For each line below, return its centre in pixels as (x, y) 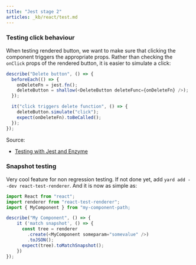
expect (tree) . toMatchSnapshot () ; (63, 246)
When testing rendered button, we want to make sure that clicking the (91, 50)
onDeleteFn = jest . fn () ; (47, 85)
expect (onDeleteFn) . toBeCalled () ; (59, 117)
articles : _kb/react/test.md (42, 17)
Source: (16, 140)
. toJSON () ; (41, 240)
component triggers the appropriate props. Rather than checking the (89, 57)
